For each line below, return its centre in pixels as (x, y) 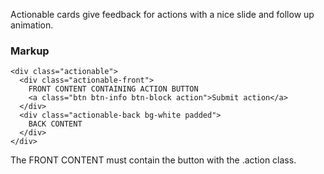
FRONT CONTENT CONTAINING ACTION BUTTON (113, 89)
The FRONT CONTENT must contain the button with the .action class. (153, 160)
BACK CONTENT (55, 124)
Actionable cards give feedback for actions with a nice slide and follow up (162, 14)
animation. (32, 25)
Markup (30, 51)
